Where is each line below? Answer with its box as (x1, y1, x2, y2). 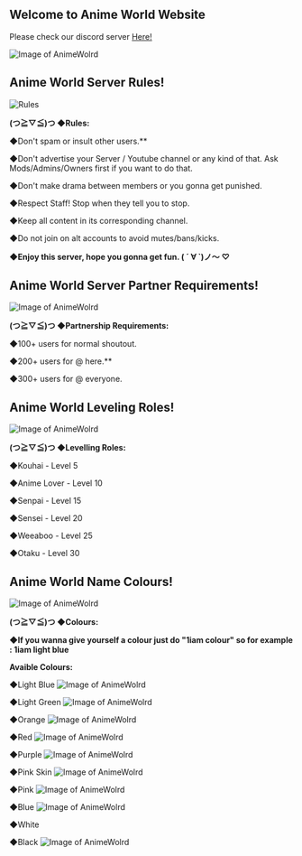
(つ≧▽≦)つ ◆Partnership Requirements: (9, 321, 169, 331)
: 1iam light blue (9, 645, 69, 656)
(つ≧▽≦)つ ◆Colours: (9, 617, 99, 628)
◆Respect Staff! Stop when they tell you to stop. (9, 198, 190, 209)
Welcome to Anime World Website (9, 7, 206, 23)
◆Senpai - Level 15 (9, 496, 82, 507)
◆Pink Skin (9, 767, 52, 777)
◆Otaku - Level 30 (9, 548, 80, 559)
